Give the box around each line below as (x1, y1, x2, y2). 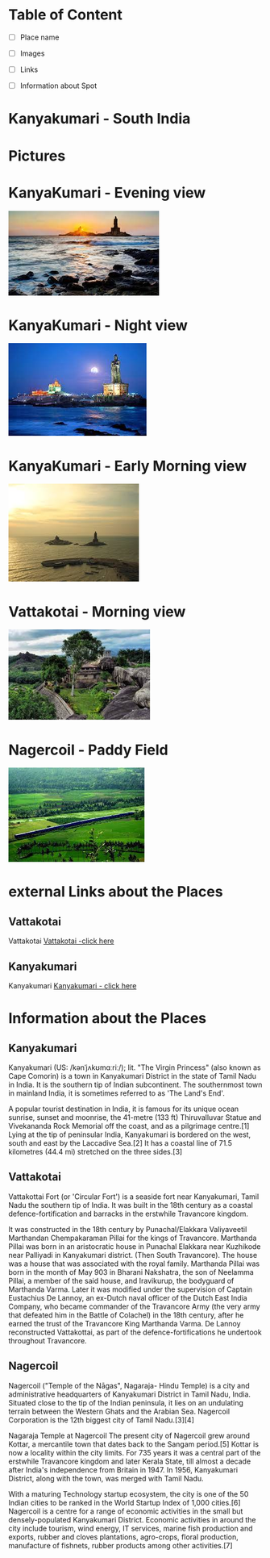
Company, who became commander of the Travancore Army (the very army (8, 1301, 260, 1311)
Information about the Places (8, 1009, 207, 1028)
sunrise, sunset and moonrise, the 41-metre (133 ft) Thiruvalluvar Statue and (8, 1113, 262, 1122)
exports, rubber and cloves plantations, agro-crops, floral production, (8, 1531, 239, 1542)
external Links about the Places (8, 883, 223, 901)
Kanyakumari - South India (8, 110, 191, 128)
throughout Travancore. (8, 1335, 87, 1345)
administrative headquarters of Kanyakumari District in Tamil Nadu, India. (8, 1389, 251, 1399)
